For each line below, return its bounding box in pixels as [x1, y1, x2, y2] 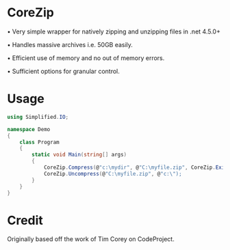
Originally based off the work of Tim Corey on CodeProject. [7, 235, 175, 243]
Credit [7, 212, 43, 228]
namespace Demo [7, 126, 51, 133]
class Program [19, 139, 60, 145]
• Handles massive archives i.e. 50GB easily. [7, 40, 133, 48]
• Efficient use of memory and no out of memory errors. [7, 53, 165, 62]
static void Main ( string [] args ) [31, 152, 127, 158]
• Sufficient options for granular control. [7, 67, 120, 75]
